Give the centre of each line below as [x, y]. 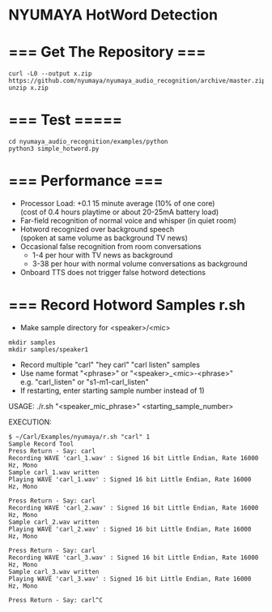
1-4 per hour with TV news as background [102, 255]
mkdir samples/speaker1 [49, 349]
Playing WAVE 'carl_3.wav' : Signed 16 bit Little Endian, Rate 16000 [130, 579]
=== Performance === [86, 181]
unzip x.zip [28, 88]
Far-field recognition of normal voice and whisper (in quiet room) [128, 220]
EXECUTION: [30, 422]
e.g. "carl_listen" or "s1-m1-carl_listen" [84, 381]
